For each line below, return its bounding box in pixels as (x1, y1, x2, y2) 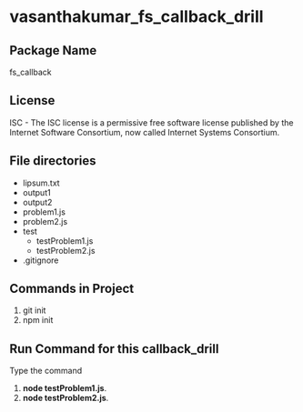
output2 (22, 196, 53, 207)
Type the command (9, 366, 83, 377)
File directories (9, 153, 96, 169)
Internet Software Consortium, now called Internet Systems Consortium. (9, 126, 280, 137)
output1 (22, 186, 52, 197)
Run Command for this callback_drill (9, 341, 219, 357)
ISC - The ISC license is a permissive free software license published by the (9, 116, 294, 128)
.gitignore (22, 255, 59, 266)
